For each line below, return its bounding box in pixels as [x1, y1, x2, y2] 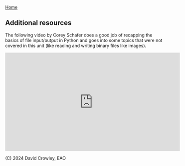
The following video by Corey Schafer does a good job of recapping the [5, 32, 153, 38]
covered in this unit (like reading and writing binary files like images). [5, 42, 147, 48]
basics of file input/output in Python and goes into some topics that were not [5, 37, 163, 43]
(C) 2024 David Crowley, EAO [5, 155, 66, 161]
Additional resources [5, 18, 72, 27]
